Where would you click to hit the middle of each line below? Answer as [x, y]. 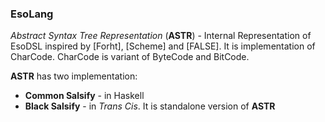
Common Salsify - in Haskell [84, 96]
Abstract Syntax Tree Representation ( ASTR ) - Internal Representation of [161, 36]
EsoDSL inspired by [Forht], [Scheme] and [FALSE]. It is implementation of [163, 46]
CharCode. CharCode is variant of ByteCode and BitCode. [130, 57]
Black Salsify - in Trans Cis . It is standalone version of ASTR [150, 106]
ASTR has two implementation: [74, 76]
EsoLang [32, 14]
